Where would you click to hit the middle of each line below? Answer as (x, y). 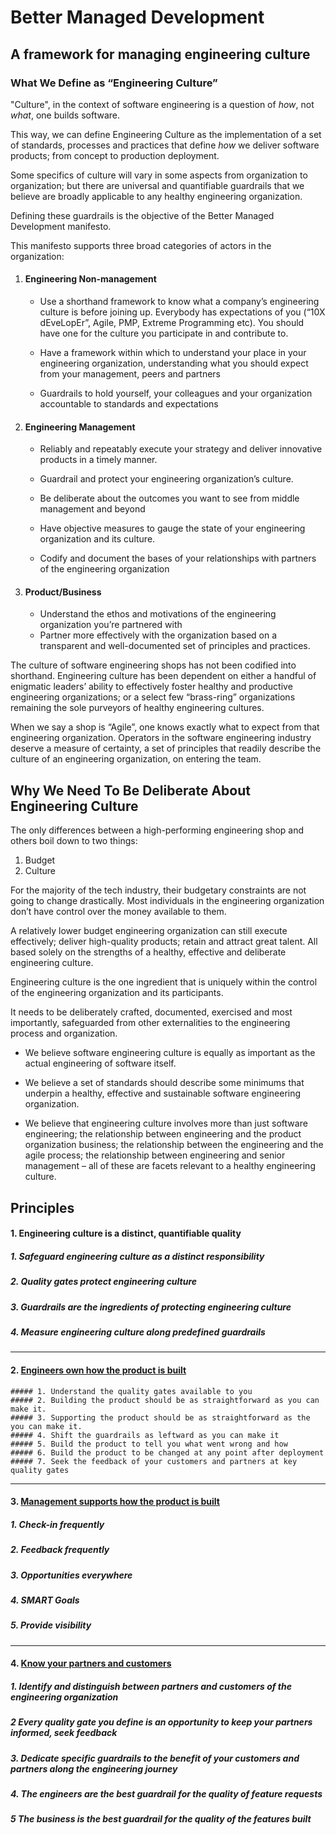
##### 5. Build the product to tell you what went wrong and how (149, 1444)
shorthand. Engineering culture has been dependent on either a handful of (163, 676)
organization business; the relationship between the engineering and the (174, 1145)
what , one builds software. (65, 115)
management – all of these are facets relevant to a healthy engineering (170, 1166)
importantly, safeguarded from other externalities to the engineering (150, 1023)
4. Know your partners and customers (91, 1663)
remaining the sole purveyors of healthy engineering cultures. (137, 708)
